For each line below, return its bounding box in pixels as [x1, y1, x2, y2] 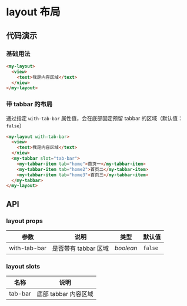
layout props [6, 217, 43, 225]
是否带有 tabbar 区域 [52, 244, 109, 253]
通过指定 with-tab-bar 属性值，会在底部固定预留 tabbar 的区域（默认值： [6, 115, 183, 122]
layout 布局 [6, 5, 61, 19]
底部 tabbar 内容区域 [36, 290, 94, 298]
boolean [114, 244, 138, 252]
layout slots [6, 262, 40, 270]
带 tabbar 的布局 [6, 100, 53, 109]
